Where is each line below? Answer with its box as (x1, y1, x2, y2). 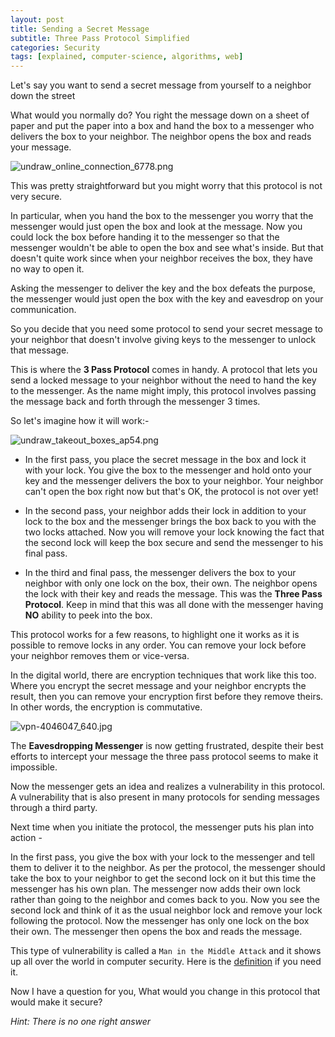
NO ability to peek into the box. (24, 609, 153, 621)
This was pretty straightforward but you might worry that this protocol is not (10, 180, 323, 192)
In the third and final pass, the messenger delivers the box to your (24, 567, 297, 579)
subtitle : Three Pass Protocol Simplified (10, 33, 190, 43)
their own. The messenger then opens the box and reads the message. (10, 926, 303, 938)
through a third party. (10, 802, 98, 814)
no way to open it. (10, 263, 85, 275)
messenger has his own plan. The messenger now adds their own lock (10, 883, 301, 895)
